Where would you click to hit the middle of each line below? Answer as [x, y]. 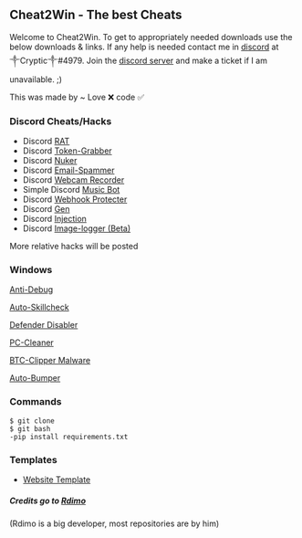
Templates [33, 459]
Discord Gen [46, 209]
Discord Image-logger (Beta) [77, 228]
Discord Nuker [50, 161]
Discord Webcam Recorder [73, 180]
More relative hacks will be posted [74, 247]
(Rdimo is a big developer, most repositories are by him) [115, 523]
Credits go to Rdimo [48, 501]
